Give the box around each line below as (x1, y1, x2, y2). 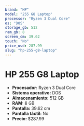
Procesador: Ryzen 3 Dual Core (12, 85, 76, 90)
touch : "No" (5, 39, 29, 44)
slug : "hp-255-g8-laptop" (5, 48, 57, 53)
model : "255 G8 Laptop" (5, 12, 53, 17)
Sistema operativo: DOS (12, 90, 61, 96)
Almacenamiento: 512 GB (12, 95, 64, 101)
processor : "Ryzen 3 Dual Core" (5, 16, 70, 21)
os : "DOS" (5, 20, 25, 26)
